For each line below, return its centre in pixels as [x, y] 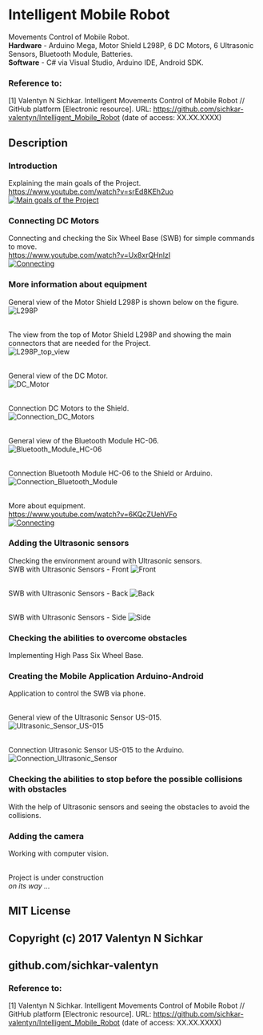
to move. [23, 247]
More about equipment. [47, 505]
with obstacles [38, 789]
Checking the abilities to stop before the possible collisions [126, 780]
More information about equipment [78, 284]
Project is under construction [56, 877]
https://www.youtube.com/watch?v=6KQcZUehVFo [93, 514]
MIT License [40, 911]
